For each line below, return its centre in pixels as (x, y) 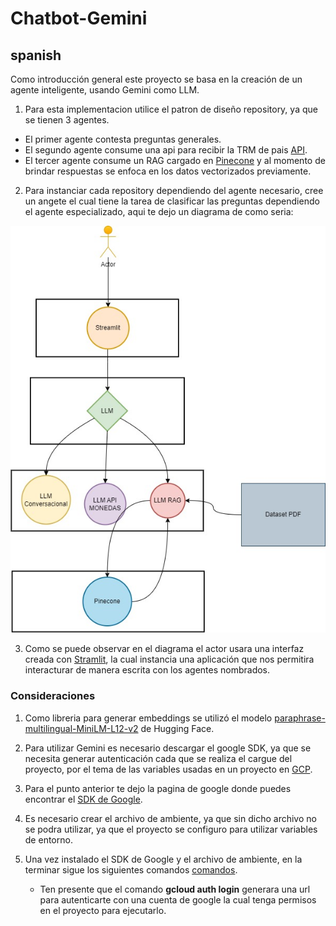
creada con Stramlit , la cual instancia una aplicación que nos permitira (169, 659)
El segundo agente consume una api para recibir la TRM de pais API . (166, 150)
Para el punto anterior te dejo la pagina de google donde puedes (158, 788)
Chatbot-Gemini (79, 18)
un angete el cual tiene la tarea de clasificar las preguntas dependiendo (172, 201)
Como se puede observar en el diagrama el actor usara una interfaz (164, 649)
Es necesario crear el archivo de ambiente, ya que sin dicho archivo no (170, 818)
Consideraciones (53, 696)
